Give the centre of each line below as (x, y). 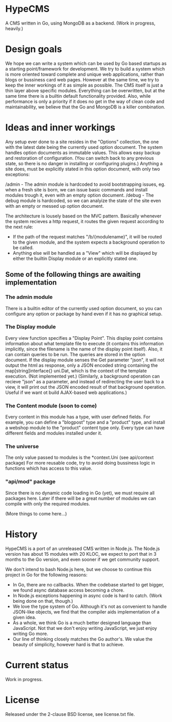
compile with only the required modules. (48, 504)
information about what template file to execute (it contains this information (84, 343)
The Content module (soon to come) (51, 406)
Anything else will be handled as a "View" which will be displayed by (85, 253)
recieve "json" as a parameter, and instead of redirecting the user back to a (84, 381)
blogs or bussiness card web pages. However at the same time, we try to (82, 79)
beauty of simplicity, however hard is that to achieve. (68, 644)
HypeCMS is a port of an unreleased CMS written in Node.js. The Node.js (83, 549)
